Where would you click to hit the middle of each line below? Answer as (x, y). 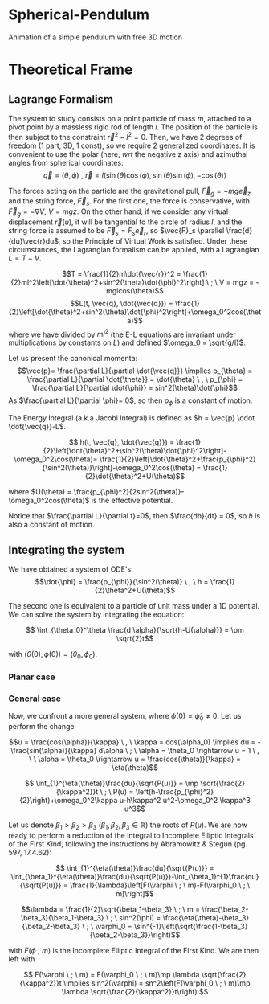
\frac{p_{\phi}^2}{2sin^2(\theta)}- (129, 492)
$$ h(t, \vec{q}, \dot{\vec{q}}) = (122, 442)
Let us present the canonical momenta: (73, 359)
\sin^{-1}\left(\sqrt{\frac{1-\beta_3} (191, 926)
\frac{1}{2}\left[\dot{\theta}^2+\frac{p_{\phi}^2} (178, 459)
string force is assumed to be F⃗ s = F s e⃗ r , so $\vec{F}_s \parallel (116, 231)
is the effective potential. (132, 501)
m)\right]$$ (135, 893)
